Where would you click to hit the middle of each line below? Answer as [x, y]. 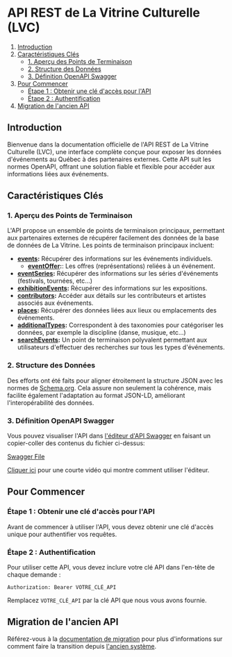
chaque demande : [34, 575]
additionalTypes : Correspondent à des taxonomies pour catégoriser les [120, 325]
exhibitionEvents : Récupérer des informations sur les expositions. [112, 288]
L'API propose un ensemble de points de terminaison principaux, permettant [116, 231]
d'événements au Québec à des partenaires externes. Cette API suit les [109, 159]
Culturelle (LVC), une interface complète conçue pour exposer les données [115, 151]
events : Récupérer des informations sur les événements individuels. [115, 259]
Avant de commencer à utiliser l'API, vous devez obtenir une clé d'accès [110, 526]
